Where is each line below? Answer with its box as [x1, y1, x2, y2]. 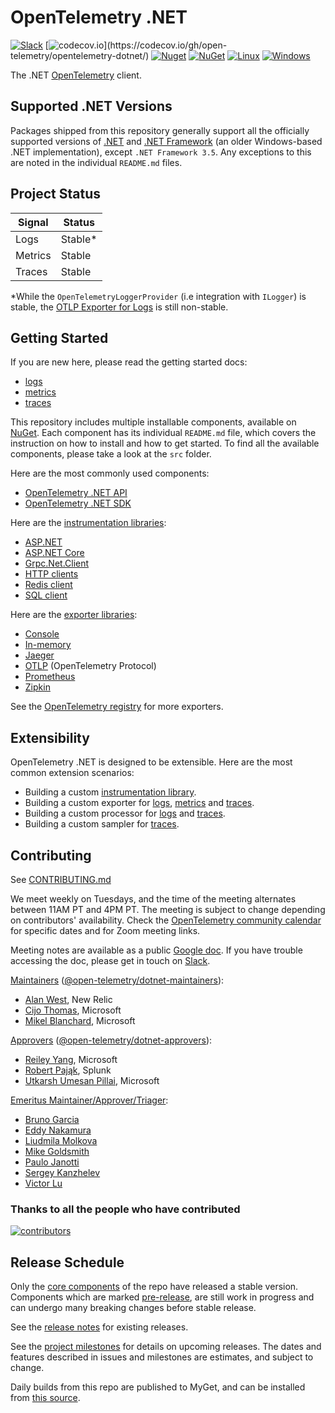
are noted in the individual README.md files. [10, 156, 183, 168]
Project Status [10, 186, 102, 203]
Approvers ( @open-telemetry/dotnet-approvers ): [10, 1034, 213, 1046]
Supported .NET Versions [10, 98, 173, 115]
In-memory [24, 639, 72, 651]
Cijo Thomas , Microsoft [24, 1004, 122, 1016]
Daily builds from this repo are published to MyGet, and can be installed [10, 1381, 306, 1393]
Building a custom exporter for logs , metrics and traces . [24, 797, 255, 809]
